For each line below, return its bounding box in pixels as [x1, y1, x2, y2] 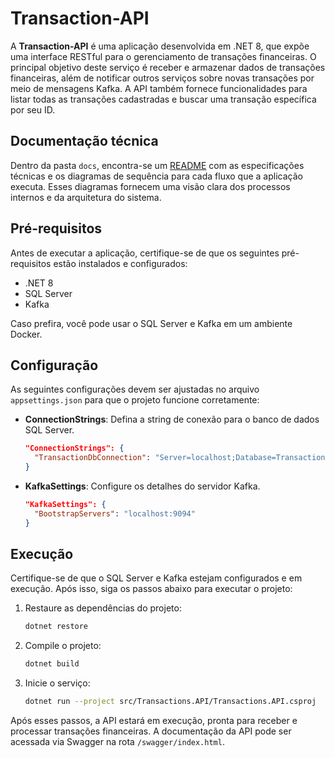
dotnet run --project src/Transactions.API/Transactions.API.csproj [24, 697, 317, 707]
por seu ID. [10, 103, 56, 116]
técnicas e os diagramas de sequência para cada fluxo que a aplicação [10, 170, 303, 182]
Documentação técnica [10, 133, 159, 150]
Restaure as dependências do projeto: [24, 602, 182, 614]
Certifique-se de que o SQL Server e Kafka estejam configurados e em [10, 572, 303, 584]
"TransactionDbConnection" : [34, 453, 152, 463]
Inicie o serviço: [24, 677, 91, 689]
